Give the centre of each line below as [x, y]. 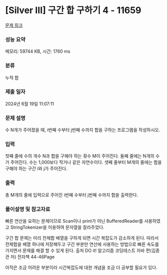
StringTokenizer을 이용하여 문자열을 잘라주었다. [57, 227]
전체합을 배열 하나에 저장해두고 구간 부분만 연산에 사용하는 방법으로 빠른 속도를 [82, 244]
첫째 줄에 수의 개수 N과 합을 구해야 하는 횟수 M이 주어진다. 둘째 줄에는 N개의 [80, 156]
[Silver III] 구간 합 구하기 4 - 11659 [73, 10]
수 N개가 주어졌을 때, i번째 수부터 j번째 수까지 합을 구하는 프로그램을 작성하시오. [83, 130]
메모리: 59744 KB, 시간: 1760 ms [38, 51]
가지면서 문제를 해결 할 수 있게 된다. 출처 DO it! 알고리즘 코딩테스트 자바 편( [78, 251]
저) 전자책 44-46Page [33, 257]
